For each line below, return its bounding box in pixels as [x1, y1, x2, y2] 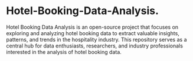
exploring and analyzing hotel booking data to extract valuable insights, [6, 29, 180, 36]
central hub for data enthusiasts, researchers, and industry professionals [6, 42, 183, 49]
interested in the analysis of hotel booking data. [6, 48, 122, 55]
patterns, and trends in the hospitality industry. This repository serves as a [6, 36, 187, 43]
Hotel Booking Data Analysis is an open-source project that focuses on [6, 23, 179, 30]
